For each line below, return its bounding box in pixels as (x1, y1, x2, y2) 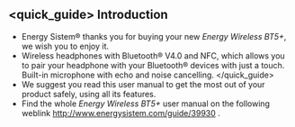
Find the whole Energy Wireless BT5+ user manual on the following (21, 98, 271, 109)
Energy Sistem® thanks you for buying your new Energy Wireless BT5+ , (21, 31, 287, 41)
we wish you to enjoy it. (21, 41, 110, 51)
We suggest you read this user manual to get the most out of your (21, 78, 266, 89)
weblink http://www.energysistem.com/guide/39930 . (21, 107, 221, 118)
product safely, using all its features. (21, 88, 156, 99)
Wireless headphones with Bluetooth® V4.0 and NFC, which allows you (21, 50, 285, 61)
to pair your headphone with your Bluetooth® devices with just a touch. (21, 59, 285, 70)
